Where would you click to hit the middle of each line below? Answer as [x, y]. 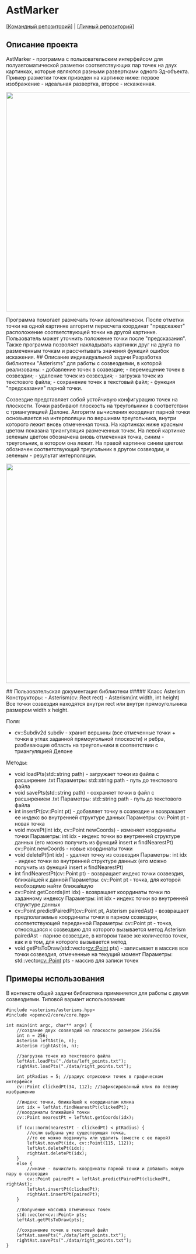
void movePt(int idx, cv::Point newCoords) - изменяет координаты [95, 830]
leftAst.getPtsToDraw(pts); [50, 1220]
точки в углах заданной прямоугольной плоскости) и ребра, [90, 738]
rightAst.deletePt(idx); [57, 1153]
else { [24, 1163]
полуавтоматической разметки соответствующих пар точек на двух [92, 65]
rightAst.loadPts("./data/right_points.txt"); [74, 1066]
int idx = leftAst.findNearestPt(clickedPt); [73, 1107]
